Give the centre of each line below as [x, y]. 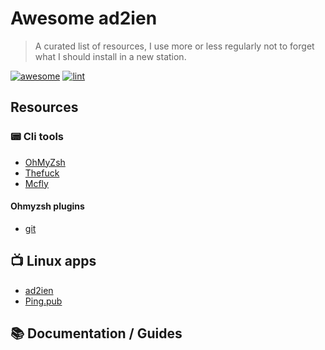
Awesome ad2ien [84, 18]
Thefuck [42, 173]
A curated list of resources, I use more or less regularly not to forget [174, 46]
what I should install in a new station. [110, 56]
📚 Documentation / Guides [96, 333]
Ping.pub [43, 301]
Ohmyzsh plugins [47, 206]
